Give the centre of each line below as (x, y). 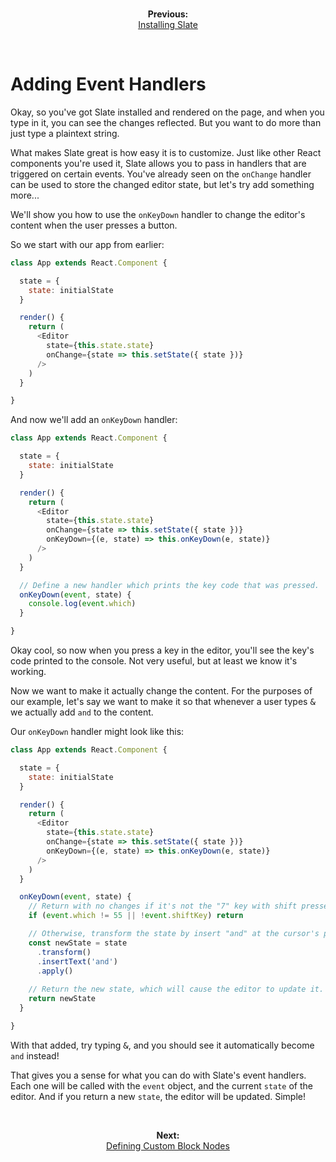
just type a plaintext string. (65, 133)
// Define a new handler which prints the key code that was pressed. (169, 585)
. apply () (55, 971)
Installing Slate (168, 24)
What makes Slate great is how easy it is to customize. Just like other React (166, 152)
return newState (62, 999)
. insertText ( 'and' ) (77, 961)
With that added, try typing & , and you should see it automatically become (162, 1045)
